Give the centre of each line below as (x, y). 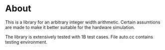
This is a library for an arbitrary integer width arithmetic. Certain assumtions (83, 22)
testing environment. (26, 42)
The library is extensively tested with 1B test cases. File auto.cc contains (79, 37)
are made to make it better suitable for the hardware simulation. (70, 27)
